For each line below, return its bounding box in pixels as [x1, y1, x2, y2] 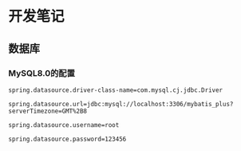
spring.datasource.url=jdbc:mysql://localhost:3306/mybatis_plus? [8, 100, 234, 108]
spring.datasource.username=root [8, 121, 120, 129]
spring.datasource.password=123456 [8, 135, 127, 143]
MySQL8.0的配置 [8, 67, 76, 78]
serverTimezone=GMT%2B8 [8, 107, 88, 115]
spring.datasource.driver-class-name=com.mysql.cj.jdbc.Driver [8, 85, 223, 94]
